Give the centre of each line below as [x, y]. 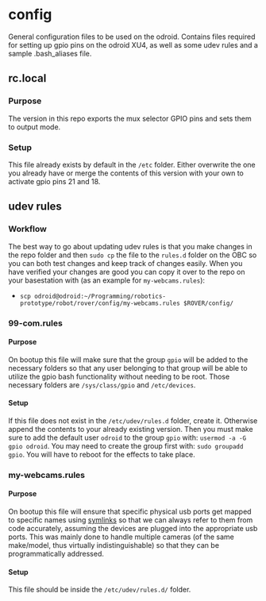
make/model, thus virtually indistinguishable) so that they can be [114, 545]
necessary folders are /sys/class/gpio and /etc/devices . [102, 385]
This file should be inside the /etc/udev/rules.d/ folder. [100, 590]
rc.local [27, 78]
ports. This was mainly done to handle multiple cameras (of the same [121, 537]
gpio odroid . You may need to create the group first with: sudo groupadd [126, 445]
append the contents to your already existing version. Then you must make [131, 429]
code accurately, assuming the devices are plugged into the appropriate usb [133, 529]
